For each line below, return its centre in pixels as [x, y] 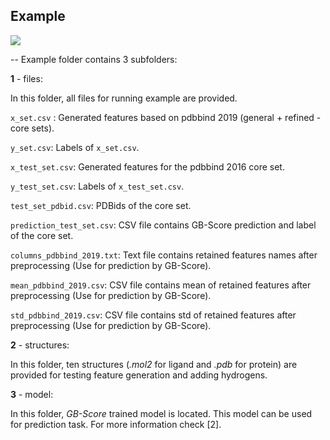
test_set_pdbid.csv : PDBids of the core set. [101, 205]
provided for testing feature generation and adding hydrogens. [139, 375]
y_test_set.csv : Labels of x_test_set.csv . [97, 186]
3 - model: [32, 394]
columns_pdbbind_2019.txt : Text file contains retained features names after [164, 255]
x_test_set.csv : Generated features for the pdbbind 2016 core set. [147, 166]
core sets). [32, 128]
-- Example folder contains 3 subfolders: [94, 59]
